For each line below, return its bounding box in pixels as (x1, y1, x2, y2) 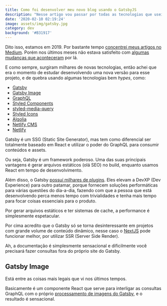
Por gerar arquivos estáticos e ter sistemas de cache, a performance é (5, 207, 150, 213)
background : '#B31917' (5, 30, 52, 35)
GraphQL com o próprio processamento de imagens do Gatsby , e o (5, 291, 143, 297)
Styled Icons (12, 111, 38, 117)
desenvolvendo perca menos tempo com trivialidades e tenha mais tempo (5, 193, 157, 199)
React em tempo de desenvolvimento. (5, 167, 83, 173)
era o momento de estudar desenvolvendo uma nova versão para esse (5, 70, 150, 75)
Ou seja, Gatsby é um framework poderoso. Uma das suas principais (5, 157, 146, 162)
